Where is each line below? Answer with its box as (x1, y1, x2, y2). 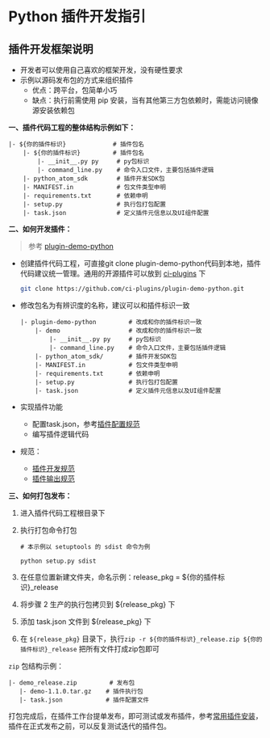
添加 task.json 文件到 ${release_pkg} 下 (19, 616, 152, 626)
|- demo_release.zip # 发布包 (8, 678, 135, 687)
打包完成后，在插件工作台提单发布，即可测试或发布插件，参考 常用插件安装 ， (8, 711, 263, 720)
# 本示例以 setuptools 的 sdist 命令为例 (19, 542, 151, 550)
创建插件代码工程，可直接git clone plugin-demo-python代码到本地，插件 (19, 259, 262, 268)
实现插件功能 (19, 402, 63, 411)
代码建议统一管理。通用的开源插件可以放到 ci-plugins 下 (19, 268, 206, 278)
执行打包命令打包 (19, 525, 77, 534)
